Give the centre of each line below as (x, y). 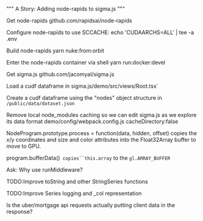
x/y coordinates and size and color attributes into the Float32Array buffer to (101, 140)
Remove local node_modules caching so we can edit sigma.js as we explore (101, 115)
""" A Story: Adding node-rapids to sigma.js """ (66, 9)
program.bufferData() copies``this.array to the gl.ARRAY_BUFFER (88, 158)
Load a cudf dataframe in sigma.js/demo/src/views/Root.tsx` (82, 86)
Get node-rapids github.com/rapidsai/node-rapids (69, 20)
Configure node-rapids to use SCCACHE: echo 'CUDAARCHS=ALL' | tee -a (100, 32)
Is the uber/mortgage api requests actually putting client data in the (91, 205)
